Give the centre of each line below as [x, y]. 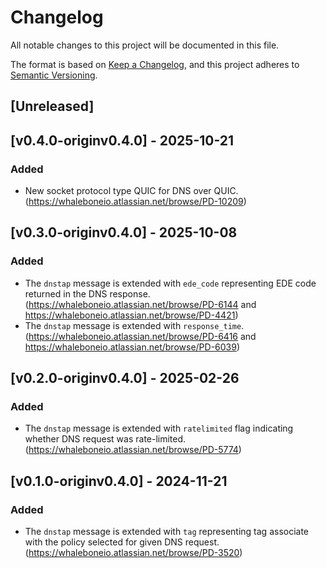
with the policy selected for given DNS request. [122, 542]
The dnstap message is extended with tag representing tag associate [167, 532]
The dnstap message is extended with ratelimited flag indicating [159, 428]
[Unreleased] [52, 106]
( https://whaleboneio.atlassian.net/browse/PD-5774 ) [133, 450]
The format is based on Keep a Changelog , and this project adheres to [155, 64]
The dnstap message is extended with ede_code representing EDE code [170, 283]
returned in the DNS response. [87, 293]
